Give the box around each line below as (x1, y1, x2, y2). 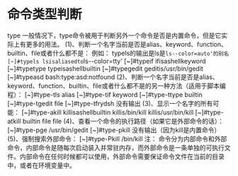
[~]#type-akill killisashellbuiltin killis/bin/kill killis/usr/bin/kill (21, 107, 194, 117)
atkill (7, 117, 21, 125)
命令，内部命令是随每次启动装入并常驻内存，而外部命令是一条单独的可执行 (7, 143, 225, 152)
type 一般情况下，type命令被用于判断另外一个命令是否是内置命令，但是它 (7, 31, 222, 40)
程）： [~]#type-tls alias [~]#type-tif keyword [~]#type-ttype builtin (7, 90, 203, 99)
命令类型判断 (7, 6, 83, 23)
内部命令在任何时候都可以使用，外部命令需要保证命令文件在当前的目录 (19, 152, 225, 160)
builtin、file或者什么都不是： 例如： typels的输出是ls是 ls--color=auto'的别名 (7, 49, 229, 57)
